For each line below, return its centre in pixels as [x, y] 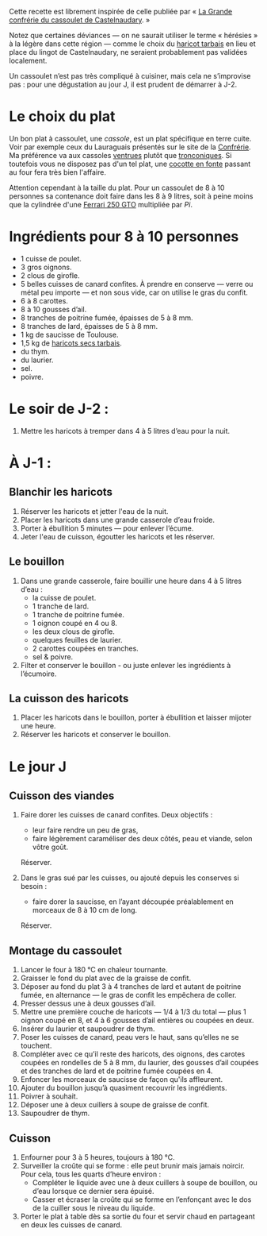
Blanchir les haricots [61, 492]
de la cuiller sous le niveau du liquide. [93, 1208]
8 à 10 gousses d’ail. [53, 309]
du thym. [35, 351]
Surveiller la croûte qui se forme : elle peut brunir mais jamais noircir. [132, 1166]
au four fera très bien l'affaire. [57, 172]
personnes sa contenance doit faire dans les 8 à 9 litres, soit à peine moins [131, 196]
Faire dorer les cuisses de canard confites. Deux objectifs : [116, 815]
